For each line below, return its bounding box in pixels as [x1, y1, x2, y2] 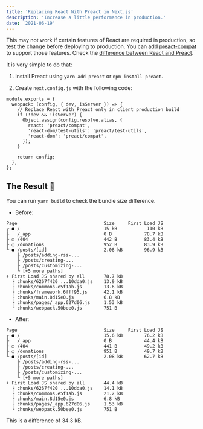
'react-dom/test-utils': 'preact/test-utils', [28, 128, 147, 134]
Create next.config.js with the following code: [14, 84, 133, 92]
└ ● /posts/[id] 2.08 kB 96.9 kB [6, 247, 164, 253]
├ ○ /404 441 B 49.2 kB [6, 343, 164, 349]
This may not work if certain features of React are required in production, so [6, 37, 196, 44]
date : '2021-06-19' [6, 20, 56, 26]
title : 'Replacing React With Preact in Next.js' [6, 8, 134, 15]
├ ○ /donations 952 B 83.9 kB [6, 242, 164, 248]
